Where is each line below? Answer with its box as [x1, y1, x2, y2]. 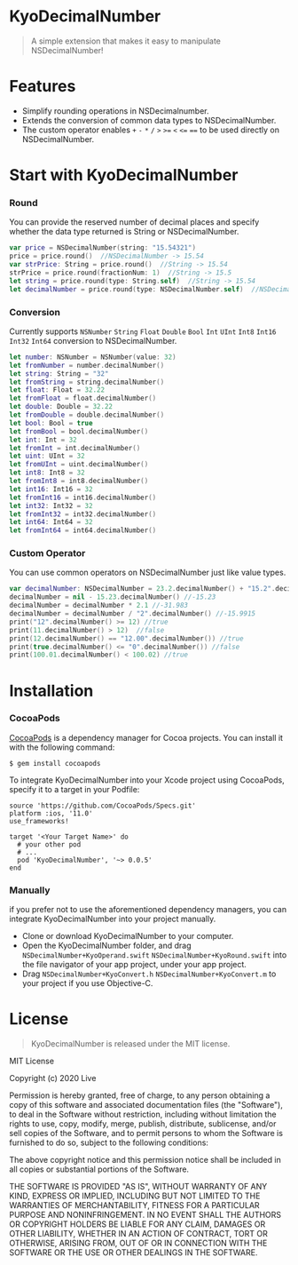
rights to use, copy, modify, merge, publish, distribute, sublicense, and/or [9, 1118, 277, 1129]
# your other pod [17, 839, 82, 849]
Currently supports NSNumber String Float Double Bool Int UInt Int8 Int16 [9, 326, 277, 337]
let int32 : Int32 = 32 [9, 501, 93, 510]
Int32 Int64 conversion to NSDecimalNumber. [9, 335, 177, 346]
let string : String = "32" [9, 369, 109, 378]
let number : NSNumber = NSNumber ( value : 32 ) [9, 353, 176, 362]
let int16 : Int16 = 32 [9, 484, 93, 494]
